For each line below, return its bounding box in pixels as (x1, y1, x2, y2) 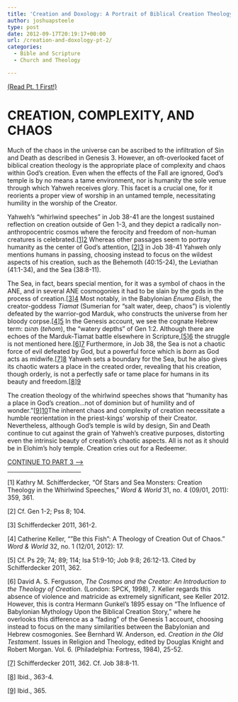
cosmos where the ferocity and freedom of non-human (55, 227, 217, 236)
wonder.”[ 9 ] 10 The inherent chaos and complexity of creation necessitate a (7, 406, 225, 414)
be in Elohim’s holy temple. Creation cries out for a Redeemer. (7, 443, 188, 452)
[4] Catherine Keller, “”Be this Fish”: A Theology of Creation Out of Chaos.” (7, 534, 225, 543)
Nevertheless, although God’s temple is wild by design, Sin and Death (7, 421, 210, 430)
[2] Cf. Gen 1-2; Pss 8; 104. (7, 507, 86, 515)
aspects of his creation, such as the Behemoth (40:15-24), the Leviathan (7, 257, 218, 266)
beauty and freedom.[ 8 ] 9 (7, 377, 81, 386)
